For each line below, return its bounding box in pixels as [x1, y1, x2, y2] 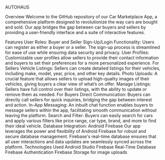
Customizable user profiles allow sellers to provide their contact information [5, 55, 159, 61]
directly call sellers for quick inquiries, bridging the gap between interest [5, 97, 152, 103]
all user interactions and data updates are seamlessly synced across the [5, 139, 152, 145]
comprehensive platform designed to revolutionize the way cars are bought [5, 19, 158, 25]
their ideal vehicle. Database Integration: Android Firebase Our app [5, 123, 141, 129]
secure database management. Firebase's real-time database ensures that [5, 133, 157, 139]
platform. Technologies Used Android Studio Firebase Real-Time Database [5, 144, 156, 150]
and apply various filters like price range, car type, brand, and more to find [5, 118, 157, 123]
